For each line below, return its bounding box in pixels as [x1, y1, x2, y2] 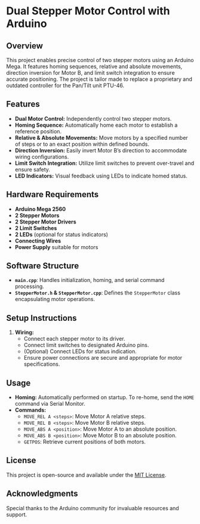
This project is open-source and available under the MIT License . [6, 471, 167, 479]
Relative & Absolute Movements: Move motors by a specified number [14, 134, 188, 141]
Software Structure [6, 261, 79, 271]
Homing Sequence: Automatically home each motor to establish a [14, 121, 178, 128]
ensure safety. [14, 166, 51, 173]
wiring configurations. [14, 153, 69, 160]
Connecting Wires [14, 237, 61, 244]
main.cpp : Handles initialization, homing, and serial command [14, 277, 165, 284]
